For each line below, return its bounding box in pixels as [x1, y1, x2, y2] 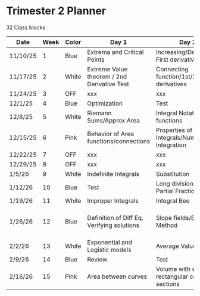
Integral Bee [155, 196, 190, 204]
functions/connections [87, 137, 151, 145]
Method [155, 221, 178, 229]
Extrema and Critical [87, 48, 144, 56]
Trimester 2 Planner [6, 4, 107, 18]
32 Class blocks [6, 24, 46, 31]
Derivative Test [87, 80, 129, 88]
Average [155, 242, 180, 250]
